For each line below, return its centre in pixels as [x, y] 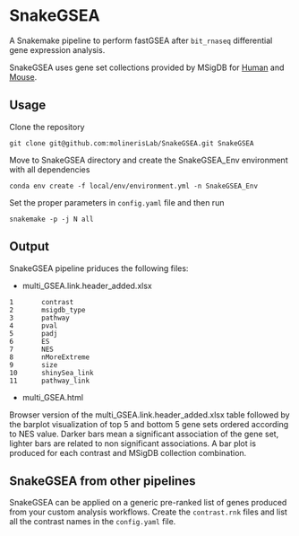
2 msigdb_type [48, 310]
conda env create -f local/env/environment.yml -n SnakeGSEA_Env [133, 186]
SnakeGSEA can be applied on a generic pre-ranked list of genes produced [148, 503]
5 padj [34, 333]
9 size [34, 365]
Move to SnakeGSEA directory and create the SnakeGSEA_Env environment [149, 160]
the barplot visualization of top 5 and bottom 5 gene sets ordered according [149, 424]
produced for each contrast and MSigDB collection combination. [128, 453]
